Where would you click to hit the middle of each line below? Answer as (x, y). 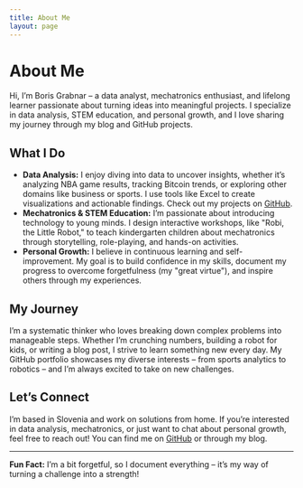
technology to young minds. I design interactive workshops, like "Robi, (153, 223)
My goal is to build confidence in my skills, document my (181, 261)
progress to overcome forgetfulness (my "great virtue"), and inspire (147, 271)
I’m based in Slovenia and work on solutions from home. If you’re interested (150, 419)
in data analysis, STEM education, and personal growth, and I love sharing (147, 115)
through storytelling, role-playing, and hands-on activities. (130, 242)
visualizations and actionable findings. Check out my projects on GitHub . (157, 203)
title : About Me (40, 18)
